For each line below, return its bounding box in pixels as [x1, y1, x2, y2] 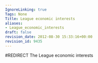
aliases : [5, 21, 23, 26]
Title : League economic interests [5, 16, 76, 21]
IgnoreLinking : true [5, 7, 47, 12]
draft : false [5, 30, 32, 35]
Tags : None [5, 12, 27, 17]
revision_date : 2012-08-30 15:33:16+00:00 [5, 35, 93, 40]
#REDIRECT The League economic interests [5, 52, 94, 58]
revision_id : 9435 [5, 39, 42, 44]
